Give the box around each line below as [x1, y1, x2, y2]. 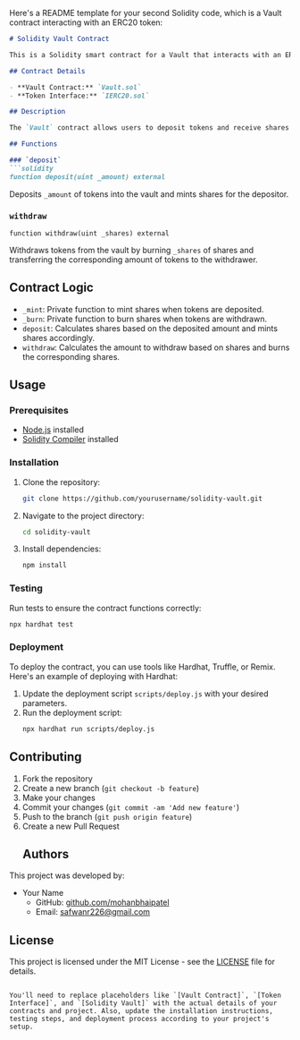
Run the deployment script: [21, 707, 122, 718]
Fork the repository [21, 773, 94, 784]
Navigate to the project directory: [21, 510, 145, 521]
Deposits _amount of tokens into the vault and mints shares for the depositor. [9, 188, 289, 200]
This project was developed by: [9, 870, 125, 881]
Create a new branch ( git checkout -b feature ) [21, 782, 200, 793]
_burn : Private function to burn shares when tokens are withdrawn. [21, 313, 268, 324]
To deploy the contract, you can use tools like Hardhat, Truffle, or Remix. [9, 661, 276, 672]
